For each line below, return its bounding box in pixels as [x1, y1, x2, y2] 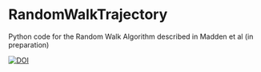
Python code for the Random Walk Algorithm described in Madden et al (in [8, 32, 254, 41]
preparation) [8, 40, 50, 49]
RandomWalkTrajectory [8, 6, 168, 24]
